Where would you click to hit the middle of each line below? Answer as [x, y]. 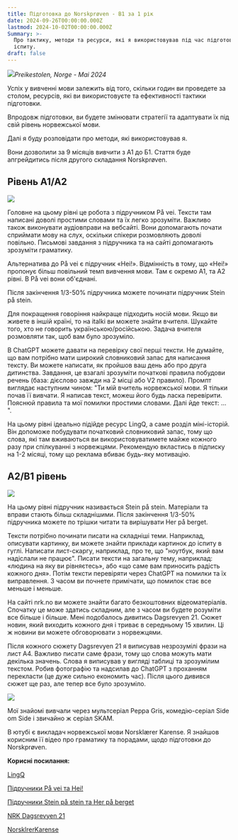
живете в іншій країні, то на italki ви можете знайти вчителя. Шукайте [113, 321]
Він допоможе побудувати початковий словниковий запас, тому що [110, 431]
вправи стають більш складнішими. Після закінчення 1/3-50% [101, 514]
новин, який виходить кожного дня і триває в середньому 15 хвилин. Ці [116, 625]
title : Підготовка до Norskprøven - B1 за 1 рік [80, 14]
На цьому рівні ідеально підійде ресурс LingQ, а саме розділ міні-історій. [119, 424]
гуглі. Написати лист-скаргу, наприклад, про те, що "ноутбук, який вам [115, 551]
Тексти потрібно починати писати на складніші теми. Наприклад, [106, 535]
